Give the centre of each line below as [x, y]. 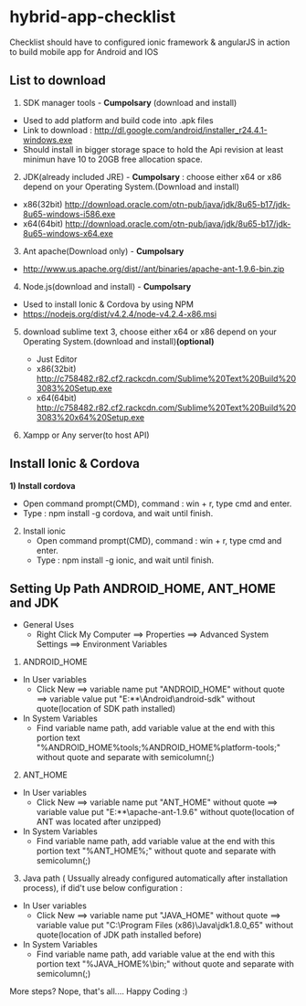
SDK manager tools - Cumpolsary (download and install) [130, 102]
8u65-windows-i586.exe [69, 214]
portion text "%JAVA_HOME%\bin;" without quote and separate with [165, 964]
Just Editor [57, 359]
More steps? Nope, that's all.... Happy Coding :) [99, 991]
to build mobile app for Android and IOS [84, 51]
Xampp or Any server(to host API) [86, 435]
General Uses [48, 625]
